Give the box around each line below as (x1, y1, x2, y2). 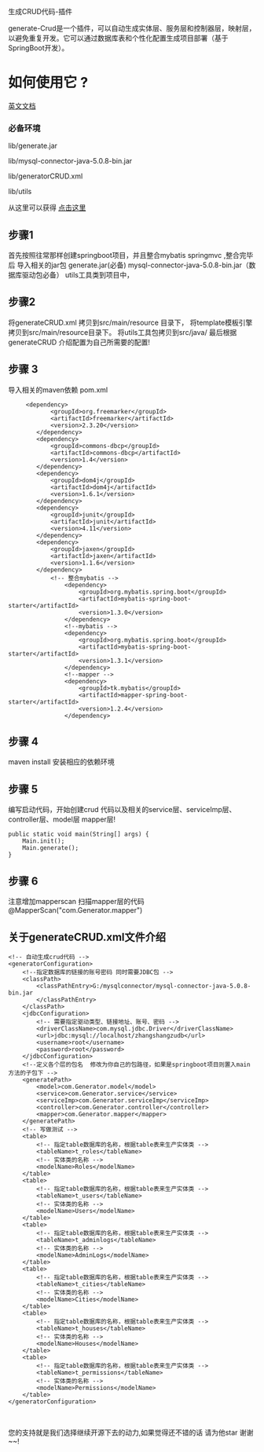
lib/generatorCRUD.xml (8, 171, 83, 181)
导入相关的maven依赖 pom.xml (8, 384, 108, 395)
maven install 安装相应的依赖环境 (8, 757, 115, 766)
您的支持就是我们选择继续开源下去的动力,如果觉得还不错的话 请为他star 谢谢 (8, 1428, 254, 1437)
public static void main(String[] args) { (8, 830, 149, 839)
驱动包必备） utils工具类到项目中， (21, 270, 134, 280)
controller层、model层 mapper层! (8, 814, 116, 824)
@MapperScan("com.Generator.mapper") (8, 906, 143, 915)
